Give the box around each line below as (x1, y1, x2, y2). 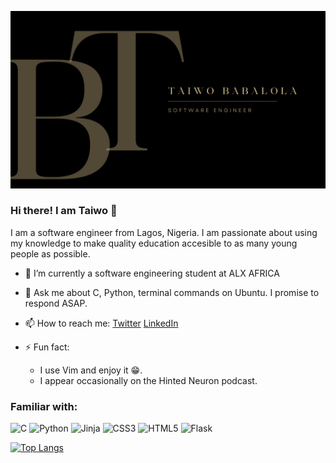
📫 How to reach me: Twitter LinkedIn (24, 317, 179, 329)
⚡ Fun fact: (24, 341, 70, 353)
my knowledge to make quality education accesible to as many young (10, 237, 298, 249)
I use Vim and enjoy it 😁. (39, 364, 143, 376)
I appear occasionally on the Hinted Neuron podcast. (39, 374, 258, 386)
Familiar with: (10, 399, 78, 413)
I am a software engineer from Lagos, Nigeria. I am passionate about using (10, 226, 318, 238)
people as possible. (10, 247, 91, 260)
